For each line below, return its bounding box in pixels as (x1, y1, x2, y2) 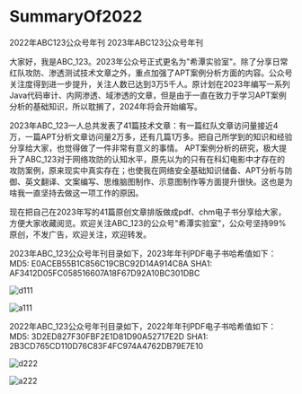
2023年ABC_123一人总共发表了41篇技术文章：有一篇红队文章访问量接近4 (9, 119, 279, 131)
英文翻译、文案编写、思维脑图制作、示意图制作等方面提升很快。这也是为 (24, 176, 293, 187)
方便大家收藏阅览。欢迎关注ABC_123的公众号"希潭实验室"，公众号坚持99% (9, 217, 287, 228)
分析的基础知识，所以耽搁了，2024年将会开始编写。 (9, 101, 202, 111)
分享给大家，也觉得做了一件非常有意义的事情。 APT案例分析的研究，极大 (9, 142, 280, 153)
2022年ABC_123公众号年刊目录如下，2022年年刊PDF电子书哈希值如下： (9, 320, 277, 331)
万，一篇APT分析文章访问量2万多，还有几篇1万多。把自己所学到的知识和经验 (9, 131, 293, 142)
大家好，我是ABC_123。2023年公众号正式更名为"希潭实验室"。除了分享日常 (9, 56, 289, 66)
